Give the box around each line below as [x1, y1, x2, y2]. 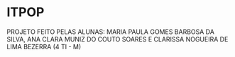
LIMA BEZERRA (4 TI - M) [6, 42, 82, 51]
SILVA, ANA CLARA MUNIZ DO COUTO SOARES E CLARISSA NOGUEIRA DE [6, 34, 229, 43]
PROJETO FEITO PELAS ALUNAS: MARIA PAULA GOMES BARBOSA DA [6, 27, 214, 36]
